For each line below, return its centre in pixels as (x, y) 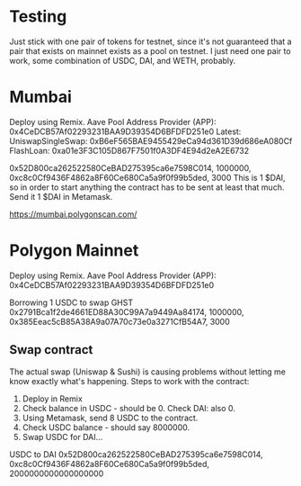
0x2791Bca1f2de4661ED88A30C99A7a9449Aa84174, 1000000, (127, 311)
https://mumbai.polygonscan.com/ (73, 214)
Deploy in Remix (52, 399)
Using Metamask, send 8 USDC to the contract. (110, 418)
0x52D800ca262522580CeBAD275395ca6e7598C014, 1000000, (130, 167)
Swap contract (51, 350)
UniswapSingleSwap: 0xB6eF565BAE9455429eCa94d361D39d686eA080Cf (151, 140)
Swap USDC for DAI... (62, 436)
